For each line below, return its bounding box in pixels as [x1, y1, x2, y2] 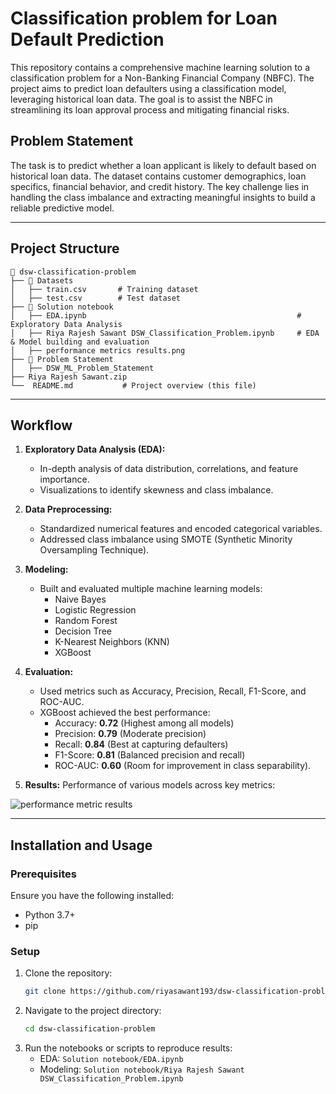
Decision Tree [54, 625, 113, 637]
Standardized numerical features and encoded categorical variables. [39, 523, 323, 535]
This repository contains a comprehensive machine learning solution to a [10, 61, 311, 73]
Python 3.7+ [24, 909, 76, 921]
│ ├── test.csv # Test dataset [10, 293, 182, 303]
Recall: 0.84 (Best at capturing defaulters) [54, 738, 229, 751]
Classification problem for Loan [10, 7, 278, 30]
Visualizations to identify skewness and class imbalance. [39, 484, 274, 496]
